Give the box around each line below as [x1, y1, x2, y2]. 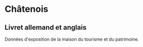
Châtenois [4, 3, 48, 15]
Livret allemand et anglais [4, 23, 87, 32]
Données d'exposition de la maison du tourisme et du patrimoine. [4, 36, 139, 42]
